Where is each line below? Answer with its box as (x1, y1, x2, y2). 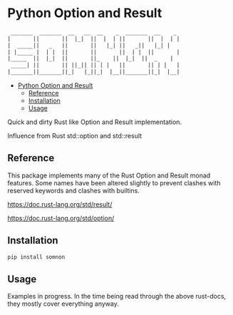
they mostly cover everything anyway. (7, 299, 119, 308)
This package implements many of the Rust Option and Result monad (7, 171, 211, 180)
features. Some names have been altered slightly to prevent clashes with (7, 178, 221, 187)
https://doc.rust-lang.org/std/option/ (7, 214, 115, 222)
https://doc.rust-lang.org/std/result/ (7, 200, 113, 208)
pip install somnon (7, 253, 66, 261)
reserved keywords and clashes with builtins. (7, 186, 140, 195)
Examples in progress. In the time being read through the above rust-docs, (7, 292, 227, 301)
